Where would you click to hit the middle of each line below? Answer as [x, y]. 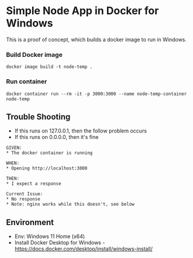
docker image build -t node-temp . [49, 67]
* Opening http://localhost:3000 [47, 168]
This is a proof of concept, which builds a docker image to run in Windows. [96, 39]
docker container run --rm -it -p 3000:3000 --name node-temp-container [96, 94]
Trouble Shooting [38, 116]
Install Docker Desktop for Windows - [60, 243]
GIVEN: [14, 148]
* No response [23, 199]
